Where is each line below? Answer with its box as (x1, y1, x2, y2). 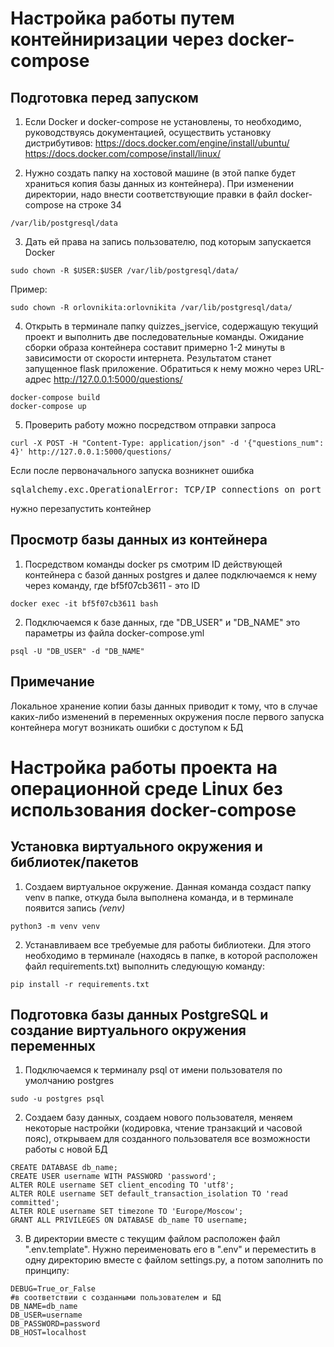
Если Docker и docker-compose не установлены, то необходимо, (24, 116, 302, 127)
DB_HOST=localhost (10, 1328, 87, 1338)
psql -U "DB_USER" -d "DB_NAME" (10, 646, 145, 656)
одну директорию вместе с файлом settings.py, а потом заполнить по (24, 1254, 324, 1266)
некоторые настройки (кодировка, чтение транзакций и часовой (24, 1122, 303, 1134)
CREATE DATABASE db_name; (10, 1163, 118, 1173)
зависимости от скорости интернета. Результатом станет (24, 352, 272, 364)
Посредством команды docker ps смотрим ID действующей (24, 558, 283, 570)
